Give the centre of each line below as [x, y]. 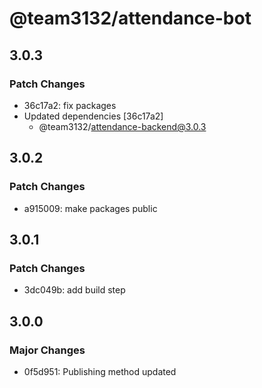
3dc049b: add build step [74, 290]
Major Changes [47, 350]
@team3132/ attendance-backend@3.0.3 [122, 126]
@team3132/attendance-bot [130, 18]
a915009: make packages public [90, 208]
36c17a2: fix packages [70, 105]
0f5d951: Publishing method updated [100, 371]
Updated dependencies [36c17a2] [93, 116]
